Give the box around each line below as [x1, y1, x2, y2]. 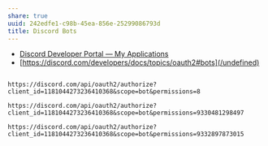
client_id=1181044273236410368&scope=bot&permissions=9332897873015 [7, 131, 244, 139]
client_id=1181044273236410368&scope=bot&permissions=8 [7, 88, 201, 96]
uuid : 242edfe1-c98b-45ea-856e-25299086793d [7, 19, 161, 28]
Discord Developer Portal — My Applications [19, 49, 169, 59]
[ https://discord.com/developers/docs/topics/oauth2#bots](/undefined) [19, 58, 260, 67]
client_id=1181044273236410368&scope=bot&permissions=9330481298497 [7, 109, 244, 118]
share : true [7, 11, 48, 20]
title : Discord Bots [7, 27, 78, 35]
